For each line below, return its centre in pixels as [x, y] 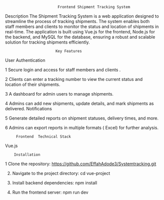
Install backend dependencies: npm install [55, 183]
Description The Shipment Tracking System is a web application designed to [82, 16]
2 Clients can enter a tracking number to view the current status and [74, 79]
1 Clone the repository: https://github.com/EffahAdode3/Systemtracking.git [81, 164]
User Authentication [25, 60]
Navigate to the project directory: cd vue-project [61, 173]
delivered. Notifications [29, 109]
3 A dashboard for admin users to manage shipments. [59, 94]
